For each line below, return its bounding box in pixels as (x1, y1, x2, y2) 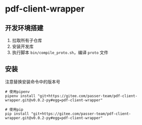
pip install (5, 111, 29, 116)
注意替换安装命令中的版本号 (5, 79, 61, 84)
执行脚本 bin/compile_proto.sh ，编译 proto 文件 (12, 50, 109, 55)
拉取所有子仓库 (12, 38, 42, 43)
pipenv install (5, 93, 36, 98)
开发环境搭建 (5, 24, 44, 32)
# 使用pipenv (5, 89, 30, 94)
